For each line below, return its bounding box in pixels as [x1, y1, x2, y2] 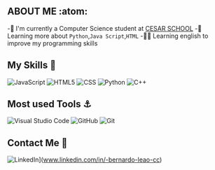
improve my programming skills [7, 38, 98, 48]
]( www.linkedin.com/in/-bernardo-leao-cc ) [38, 155, 162, 164]
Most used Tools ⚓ [7, 98, 92, 111]
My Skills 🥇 [7, 59, 56, 71]
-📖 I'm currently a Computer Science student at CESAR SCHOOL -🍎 [7, 24, 202, 32]
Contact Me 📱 [7, 136, 68, 149]
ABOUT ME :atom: [7, 6, 88, 17]
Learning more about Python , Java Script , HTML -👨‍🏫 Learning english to [7, 31, 209, 40]
